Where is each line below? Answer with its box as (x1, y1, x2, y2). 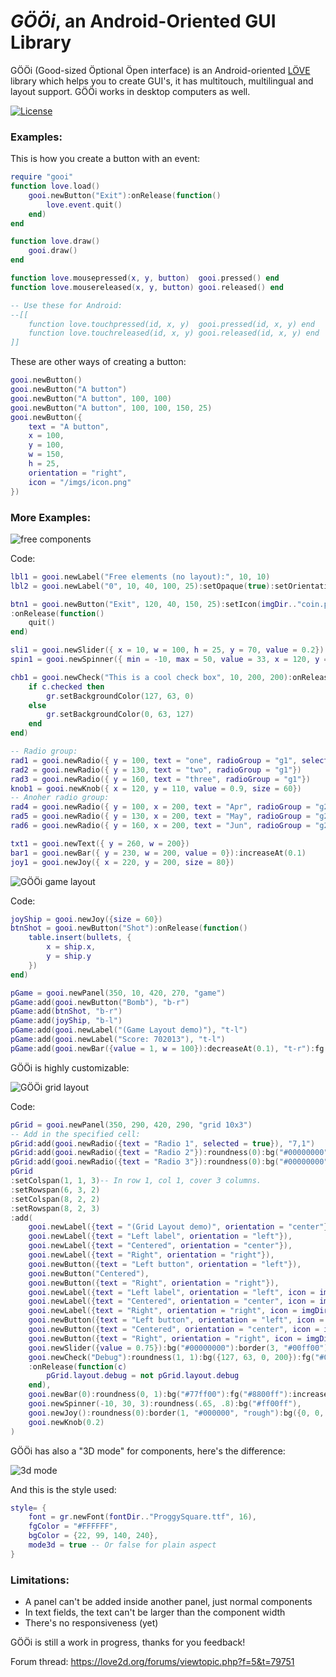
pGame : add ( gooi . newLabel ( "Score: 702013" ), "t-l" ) (10, 1035, 226, 1045)
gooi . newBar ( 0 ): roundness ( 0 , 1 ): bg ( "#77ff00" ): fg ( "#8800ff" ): (28, 1390, 293, 1400)
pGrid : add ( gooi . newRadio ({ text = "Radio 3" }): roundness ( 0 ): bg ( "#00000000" (10, 1157, 329, 1167)
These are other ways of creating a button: (10, 356, 187, 368)
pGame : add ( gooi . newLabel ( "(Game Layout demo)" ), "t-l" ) (10, 1025, 248, 1035)
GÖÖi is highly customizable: (10, 1061, 130, 1074)
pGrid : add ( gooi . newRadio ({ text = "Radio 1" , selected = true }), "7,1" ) (10, 1138, 316, 1149)
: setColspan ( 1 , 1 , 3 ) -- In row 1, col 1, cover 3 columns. (10, 1176, 262, 1186)
